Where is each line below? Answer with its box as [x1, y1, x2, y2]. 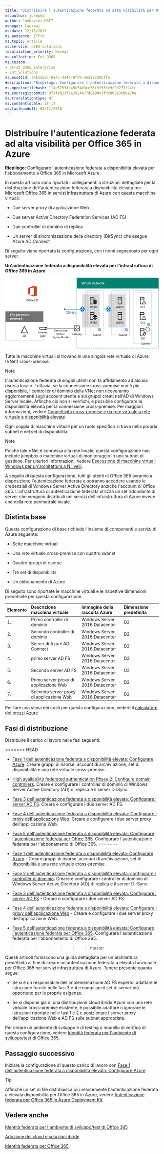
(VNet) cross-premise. [5, 358, 50, 364]
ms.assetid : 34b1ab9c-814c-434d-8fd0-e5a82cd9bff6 [5, 75, 110, 80]
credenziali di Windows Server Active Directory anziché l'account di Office [5, 483, 155, 489]
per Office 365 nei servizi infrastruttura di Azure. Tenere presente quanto [5, 965, 152, 971]
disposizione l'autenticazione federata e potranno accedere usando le [5, 478, 146, 484]
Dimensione [123, 604, 149, 610]
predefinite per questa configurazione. [5, 593, 83, 599]
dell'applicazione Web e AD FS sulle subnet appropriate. [12, 1015, 125, 1021]
